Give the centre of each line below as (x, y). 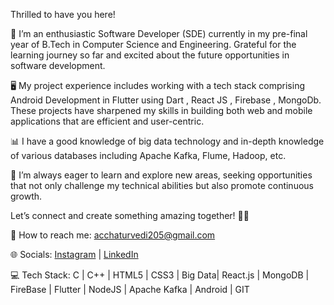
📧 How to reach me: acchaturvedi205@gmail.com (113, 235)
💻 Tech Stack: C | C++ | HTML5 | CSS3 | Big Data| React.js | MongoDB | (160, 275)
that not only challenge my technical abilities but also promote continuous (162, 185)
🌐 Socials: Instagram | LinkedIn (74, 254)
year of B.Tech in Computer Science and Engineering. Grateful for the (153, 44)
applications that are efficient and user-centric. (107, 121)
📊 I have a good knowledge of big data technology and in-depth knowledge (167, 141)
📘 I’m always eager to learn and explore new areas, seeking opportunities (161, 175)
